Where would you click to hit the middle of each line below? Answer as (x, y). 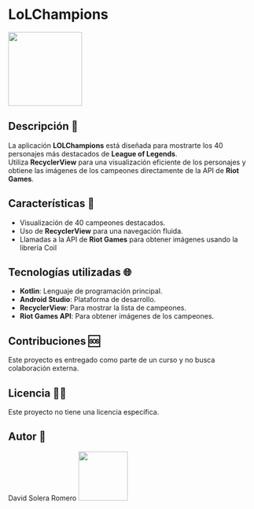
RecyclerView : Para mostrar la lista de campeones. (103, 308)
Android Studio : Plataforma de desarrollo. (88, 300)
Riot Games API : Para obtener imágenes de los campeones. (117, 316)
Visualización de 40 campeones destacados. (92, 223)
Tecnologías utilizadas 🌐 (70, 272)
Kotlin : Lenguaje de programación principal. (91, 291)
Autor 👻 (27, 437)
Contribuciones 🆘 (54, 341)
